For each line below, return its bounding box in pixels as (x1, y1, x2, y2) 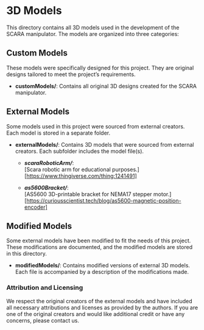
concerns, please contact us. (6, 317, 79, 324)
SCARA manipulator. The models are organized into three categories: (6, 30, 180, 37)
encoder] (24, 203, 47, 211)
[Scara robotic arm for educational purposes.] (24, 166, 140, 173)
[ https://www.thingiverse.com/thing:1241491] (24, 172, 137, 180)
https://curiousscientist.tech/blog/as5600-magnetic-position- (26, 197, 181, 204)
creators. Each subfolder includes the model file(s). (15, 147, 144, 155)
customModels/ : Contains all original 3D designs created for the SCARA (15, 82, 197, 90)
